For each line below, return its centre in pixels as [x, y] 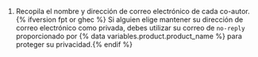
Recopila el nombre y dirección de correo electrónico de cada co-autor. [133, 11]
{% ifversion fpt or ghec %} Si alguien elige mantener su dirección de [129, 20]
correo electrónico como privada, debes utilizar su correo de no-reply [130, 28]
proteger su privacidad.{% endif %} [74, 45]
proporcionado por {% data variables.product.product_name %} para [129, 36]
